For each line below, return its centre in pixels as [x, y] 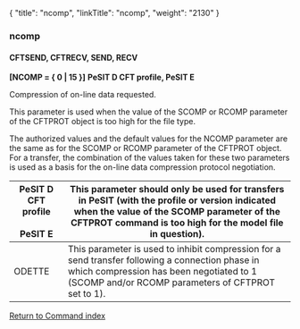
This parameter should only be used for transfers [177, 190]
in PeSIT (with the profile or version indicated [177, 200]
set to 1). [87, 294]
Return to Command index [57, 316]
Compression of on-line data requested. [83, 95]
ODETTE [32, 272]
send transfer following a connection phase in [163, 260]
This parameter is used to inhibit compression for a [174, 249]
